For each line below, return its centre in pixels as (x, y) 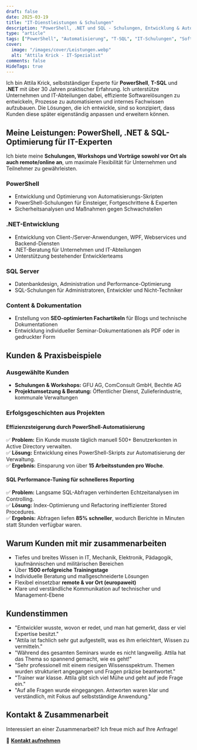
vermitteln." (28, 646)
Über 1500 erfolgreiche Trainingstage (61, 570)
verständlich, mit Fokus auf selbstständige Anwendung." (83, 696)
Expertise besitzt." (37, 634)
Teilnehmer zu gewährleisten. (42, 169)
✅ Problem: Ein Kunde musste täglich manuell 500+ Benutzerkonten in (92, 440)
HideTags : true (25, 66)
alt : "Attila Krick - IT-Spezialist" (57, 55)
